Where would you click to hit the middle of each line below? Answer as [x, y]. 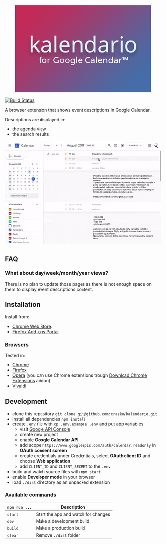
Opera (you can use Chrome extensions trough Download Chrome [80, 375]
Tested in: [15, 355]
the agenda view [29, 129]
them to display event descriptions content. [49, 289]
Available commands [31, 495]
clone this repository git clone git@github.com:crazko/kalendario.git [84, 413]
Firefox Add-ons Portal [35, 332]
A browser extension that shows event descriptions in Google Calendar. [78, 110]
